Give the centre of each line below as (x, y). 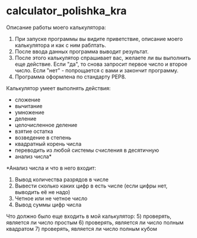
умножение (29, 112)
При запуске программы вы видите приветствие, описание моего (99, 39)
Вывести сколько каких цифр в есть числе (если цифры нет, (91, 186)
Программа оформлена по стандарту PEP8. (70, 77)
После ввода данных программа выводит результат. (82, 51)
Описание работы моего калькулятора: (56, 27)
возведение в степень (43, 137)
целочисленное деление (46, 125)
